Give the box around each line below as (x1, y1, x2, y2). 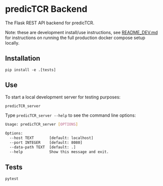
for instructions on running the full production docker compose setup (5, 35, 145, 41)
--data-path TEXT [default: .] (9, 144, 76, 149)
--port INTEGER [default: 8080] (9, 140, 83, 145)
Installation (5, 54, 40, 63)
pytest (5, 176, 19, 181)
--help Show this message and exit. (9, 149, 109, 154)
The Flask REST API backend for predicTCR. (5, 20, 95, 26)
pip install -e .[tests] (5, 67, 56, 72)
